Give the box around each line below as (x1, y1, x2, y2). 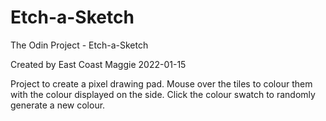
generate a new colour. (10, 99, 106, 111)
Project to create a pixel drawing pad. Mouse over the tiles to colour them (10, 77, 313, 90)
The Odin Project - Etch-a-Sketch (10, 39, 149, 51)
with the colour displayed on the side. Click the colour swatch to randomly (10, 88, 316, 100)
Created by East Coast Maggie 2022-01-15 (10, 58, 187, 70)
